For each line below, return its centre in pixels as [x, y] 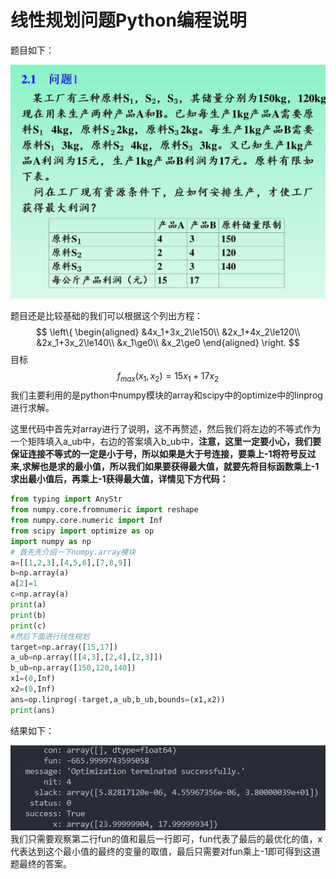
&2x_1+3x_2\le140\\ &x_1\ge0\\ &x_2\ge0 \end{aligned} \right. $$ [168, 343]
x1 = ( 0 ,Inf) [33, 679]
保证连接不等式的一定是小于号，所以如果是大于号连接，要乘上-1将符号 [154, 454]
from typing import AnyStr [66, 499]
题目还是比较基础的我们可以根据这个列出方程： [106, 316]
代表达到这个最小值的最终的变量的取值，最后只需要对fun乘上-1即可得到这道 [165, 851]
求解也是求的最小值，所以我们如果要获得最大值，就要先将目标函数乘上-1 [170, 467]
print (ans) [33, 710]
